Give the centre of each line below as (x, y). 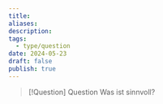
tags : (17, 39)
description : (30, 31)
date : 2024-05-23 (38, 54)
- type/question (43, 46)
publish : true (32, 69)
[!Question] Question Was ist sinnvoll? (92, 92)
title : (19, 16)
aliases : (23, 24)
